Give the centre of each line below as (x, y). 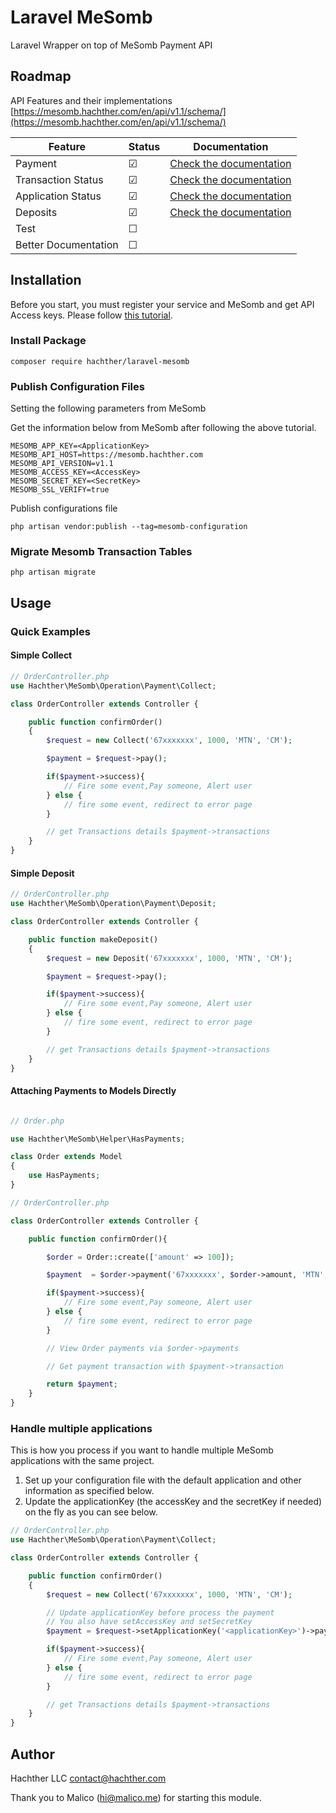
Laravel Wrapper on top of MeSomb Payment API (111, 45)
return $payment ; (82, 1384)
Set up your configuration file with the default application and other (163, 1480)
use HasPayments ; (64, 1176)
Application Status (58, 196)
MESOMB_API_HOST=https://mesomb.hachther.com (106, 455)
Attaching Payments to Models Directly (93, 1091)
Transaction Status (59, 179)
